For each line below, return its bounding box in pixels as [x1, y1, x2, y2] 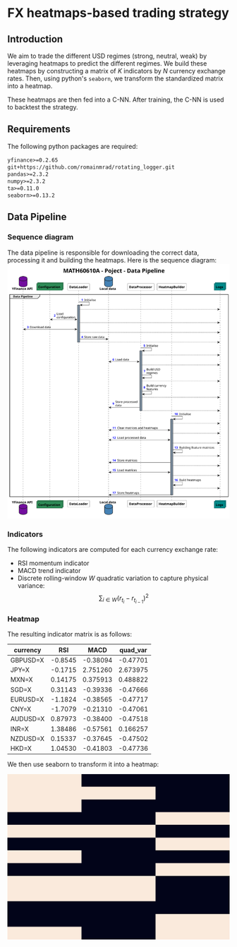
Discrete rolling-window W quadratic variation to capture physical [17, 574, 209, 583]
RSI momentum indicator [17, 559, 90, 567]
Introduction [7, 33, 63, 45]
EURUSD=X [10, 695, 44, 704]
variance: [17, 581, 45, 590]
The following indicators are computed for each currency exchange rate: [7, 545, 219, 554]
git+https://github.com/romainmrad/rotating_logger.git [7, 164, 175, 171]
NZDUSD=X [10, 734, 44, 742]
